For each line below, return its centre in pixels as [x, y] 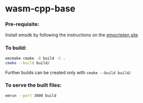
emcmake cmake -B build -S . [35, 58]
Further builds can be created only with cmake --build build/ [68, 72]
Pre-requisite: [22, 24]
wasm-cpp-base [40, 9]
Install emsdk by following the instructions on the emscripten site [71, 35]
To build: [16, 48]
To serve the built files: [34, 85]
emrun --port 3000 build [31, 96]
